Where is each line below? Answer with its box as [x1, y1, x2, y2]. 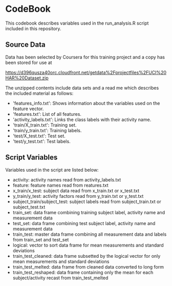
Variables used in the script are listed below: [5, 167, 99, 173]
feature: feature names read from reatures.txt [12, 182, 109, 188]
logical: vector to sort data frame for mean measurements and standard [12, 242, 164, 248]
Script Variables [5, 153, 58, 162]
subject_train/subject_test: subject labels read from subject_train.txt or [12, 198, 161, 205]
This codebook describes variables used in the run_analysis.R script [5, 20, 149, 26]
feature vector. [12, 106, 44, 112]
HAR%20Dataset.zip [5, 75, 49, 81]
